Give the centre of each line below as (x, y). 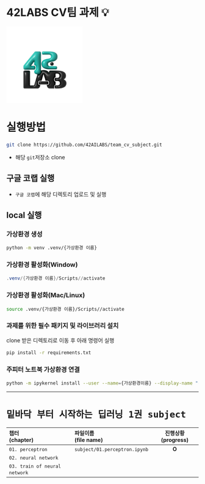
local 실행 (24, 215)
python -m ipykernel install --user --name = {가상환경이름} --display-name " (102, 383)
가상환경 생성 (24, 234)
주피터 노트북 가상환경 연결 (43, 369)
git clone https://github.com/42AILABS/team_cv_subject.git (85, 145)
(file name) (88, 440)
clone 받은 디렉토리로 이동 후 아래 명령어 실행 (60, 340)
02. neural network (34, 458)
